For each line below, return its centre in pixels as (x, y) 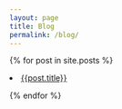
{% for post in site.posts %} (61, 61)
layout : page (34, 18)
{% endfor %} (36, 95)
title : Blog (32, 26)
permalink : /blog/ (44, 35)
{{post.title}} (44, 78)
